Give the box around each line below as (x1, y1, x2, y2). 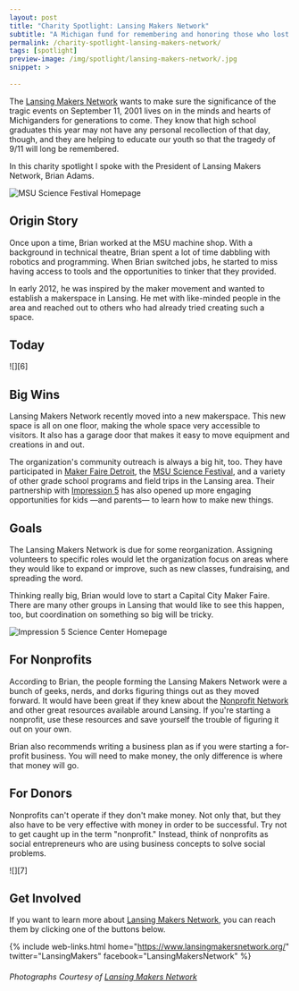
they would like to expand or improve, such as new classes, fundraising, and (9, 563, 290, 573)
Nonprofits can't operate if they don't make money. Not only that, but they (9, 809, 281, 820)
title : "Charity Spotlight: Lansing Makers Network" (9, 21, 210, 30)
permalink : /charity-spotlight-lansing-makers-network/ (9, 38, 221, 47)
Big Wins (9, 386, 61, 402)
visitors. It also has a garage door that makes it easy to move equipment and (9, 430, 290, 441)
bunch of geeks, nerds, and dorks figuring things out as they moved (9, 685, 260, 696)
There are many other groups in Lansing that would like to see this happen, (9, 600, 285, 610)
